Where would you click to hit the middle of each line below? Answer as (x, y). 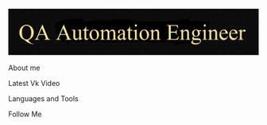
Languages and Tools (44, 99)
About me (24, 68)
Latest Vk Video (34, 84)
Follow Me (25, 114)
